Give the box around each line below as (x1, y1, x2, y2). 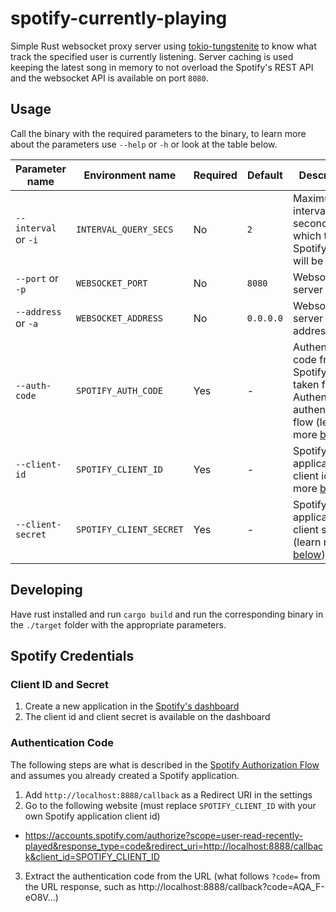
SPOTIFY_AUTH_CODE (75, 385, 164, 396)
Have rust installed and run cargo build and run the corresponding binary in (10, 608, 324, 620)
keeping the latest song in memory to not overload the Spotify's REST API (10, 61, 314, 73)
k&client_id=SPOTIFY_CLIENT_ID (24, 850, 160, 862)
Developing (10, 582, 83, 599)
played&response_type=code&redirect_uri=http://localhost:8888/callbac (24, 840, 324, 852)
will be (293, 253, 324, 267)
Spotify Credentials (10, 647, 135, 664)
